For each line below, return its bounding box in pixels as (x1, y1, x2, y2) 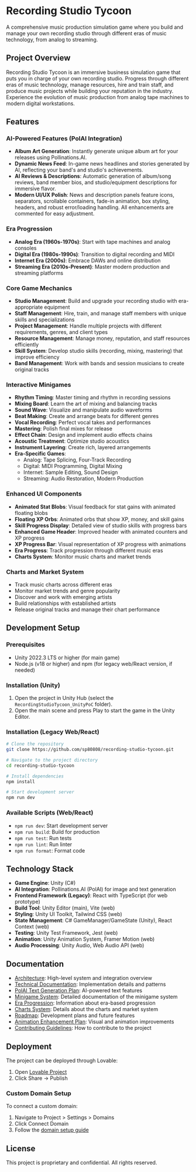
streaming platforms (14, 269, 63, 277)
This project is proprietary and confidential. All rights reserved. (6, 1159, 157, 1166)
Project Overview (6, 53, 71, 63)
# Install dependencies (6, 773, 64, 779)
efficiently (14, 341, 39, 348)
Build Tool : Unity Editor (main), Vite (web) (14, 904, 115, 911)
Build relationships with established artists (14, 600, 116, 607)
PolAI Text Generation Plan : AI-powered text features (14, 987, 142, 994)
